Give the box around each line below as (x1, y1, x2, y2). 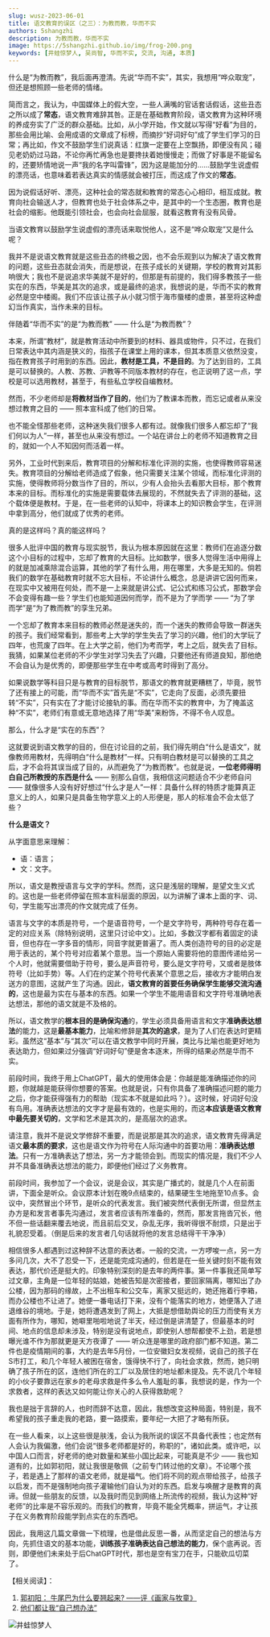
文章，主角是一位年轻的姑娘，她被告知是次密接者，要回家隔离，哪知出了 (14, 1276, 255, 1285)
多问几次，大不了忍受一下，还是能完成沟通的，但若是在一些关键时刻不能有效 (8, 1256, 262, 1265)
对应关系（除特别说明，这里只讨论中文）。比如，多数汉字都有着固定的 (22, 928, 252, 938)
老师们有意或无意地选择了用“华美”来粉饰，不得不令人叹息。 (43, 708, 239, 717)
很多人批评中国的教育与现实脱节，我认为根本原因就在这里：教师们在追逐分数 (8, 543, 262, 552)
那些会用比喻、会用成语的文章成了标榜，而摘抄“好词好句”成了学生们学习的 (8, 130, 255, 139)
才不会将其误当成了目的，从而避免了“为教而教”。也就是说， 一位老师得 (22, 762, 255, 772)
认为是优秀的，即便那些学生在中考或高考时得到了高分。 (29, 661, 213, 669)
